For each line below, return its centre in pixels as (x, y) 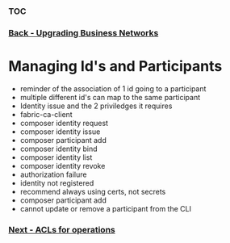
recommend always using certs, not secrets (93, 191)
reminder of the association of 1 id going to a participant (113, 88)
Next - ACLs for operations (62, 229)
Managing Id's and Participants (115, 67)
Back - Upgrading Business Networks (84, 32)
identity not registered (57, 182)
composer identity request (64, 123)
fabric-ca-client (46, 114)
